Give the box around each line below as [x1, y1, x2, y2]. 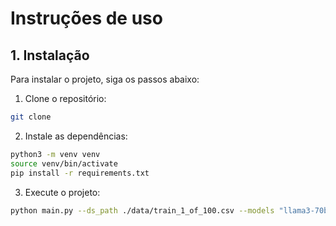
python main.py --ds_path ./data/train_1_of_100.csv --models [10, 205, 275, 216]
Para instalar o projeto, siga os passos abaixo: [10, 73, 200, 85]
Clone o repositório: [24, 93, 107, 104]
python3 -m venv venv [10, 149, 101, 159]
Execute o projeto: [24, 186, 101, 198]
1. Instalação [10, 47, 90, 64]
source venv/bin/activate [10, 158, 118, 169]
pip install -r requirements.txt [10, 168, 150, 178]
